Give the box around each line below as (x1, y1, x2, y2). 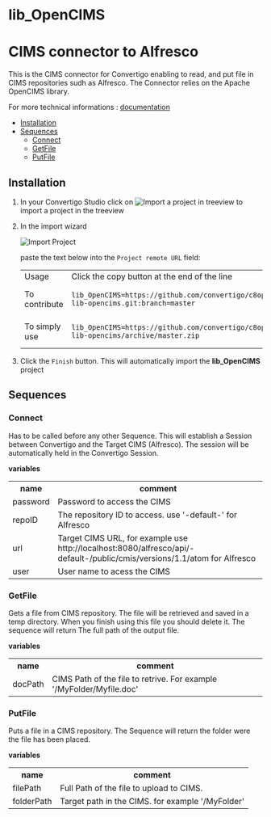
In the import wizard (19, 221, 87, 231)
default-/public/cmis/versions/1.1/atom (57, 552, 210, 563)
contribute (23, 298, 64, 310)
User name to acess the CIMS (57, 566, 171, 577)
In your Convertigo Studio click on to (19, 196, 244, 207)
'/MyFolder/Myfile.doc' (52, 683, 139, 694)
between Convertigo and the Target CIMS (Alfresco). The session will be (8, 439, 249, 449)
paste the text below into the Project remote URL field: (19, 252, 201, 262)
